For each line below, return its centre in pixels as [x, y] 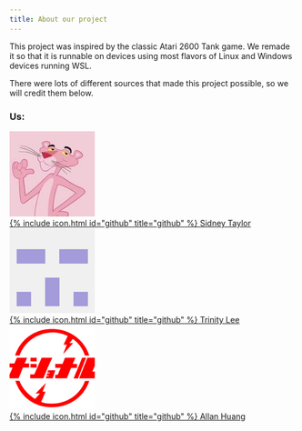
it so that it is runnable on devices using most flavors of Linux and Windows [151, 55]
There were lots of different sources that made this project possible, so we [149, 83]
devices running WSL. [51, 65]
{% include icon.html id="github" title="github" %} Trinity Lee [125, 319]
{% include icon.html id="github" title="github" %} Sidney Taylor [131, 223]
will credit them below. [51, 93]
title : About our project [58, 19]
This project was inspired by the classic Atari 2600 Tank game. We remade [150, 46]
